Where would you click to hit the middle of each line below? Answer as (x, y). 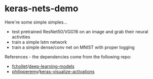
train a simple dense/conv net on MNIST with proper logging (73, 47)
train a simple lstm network (39, 42)
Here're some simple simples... (36, 22)
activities (21, 37)
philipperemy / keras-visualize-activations (53, 71)
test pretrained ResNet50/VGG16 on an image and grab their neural (80, 31)
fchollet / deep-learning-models (43, 66)
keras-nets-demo (41, 9)
